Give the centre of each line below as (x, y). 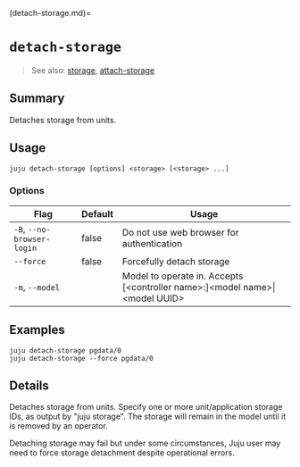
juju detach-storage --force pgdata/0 (81, 358)
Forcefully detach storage (176, 261)
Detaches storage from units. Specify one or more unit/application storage (146, 407)
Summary (37, 99)
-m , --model (37, 287)
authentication (152, 243)
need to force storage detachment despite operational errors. (122, 453)
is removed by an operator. (59, 426)
